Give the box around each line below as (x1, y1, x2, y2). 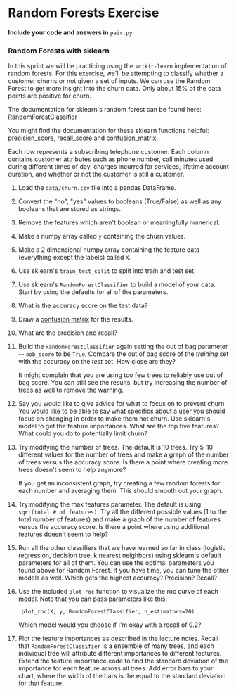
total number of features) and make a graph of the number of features (18, 515, 221, 523)
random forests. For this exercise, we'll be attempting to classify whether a (8, 69, 224, 78)
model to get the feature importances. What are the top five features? (18, 422, 220, 431)
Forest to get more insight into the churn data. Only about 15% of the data (8, 84, 221, 93)
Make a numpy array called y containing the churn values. (18, 232, 186, 241)
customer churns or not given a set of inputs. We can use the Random (8, 77, 211, 85)
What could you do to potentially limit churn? (18, 429, 148, 438)
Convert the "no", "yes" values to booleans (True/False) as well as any (18, 197, 222, 205)
